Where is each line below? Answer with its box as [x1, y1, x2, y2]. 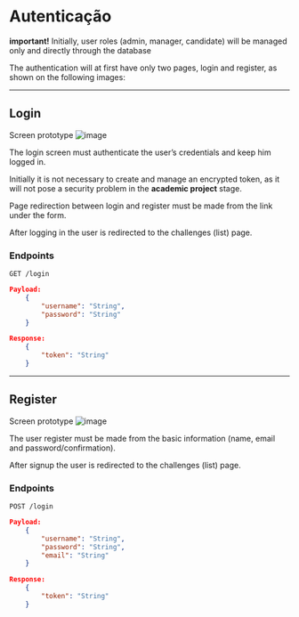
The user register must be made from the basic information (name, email [9, 433, 276, 443]
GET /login [9, 270, 50, 279]
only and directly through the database [9, 45, 151, 55]
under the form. [9, 209, 67, 220]
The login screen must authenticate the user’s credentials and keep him [9, 147, 271, 158]
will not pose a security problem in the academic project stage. [9, 183, 242, 193]
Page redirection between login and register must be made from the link [9, 200, 273, 211]
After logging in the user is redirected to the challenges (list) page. [9, 227, 253, 238]
